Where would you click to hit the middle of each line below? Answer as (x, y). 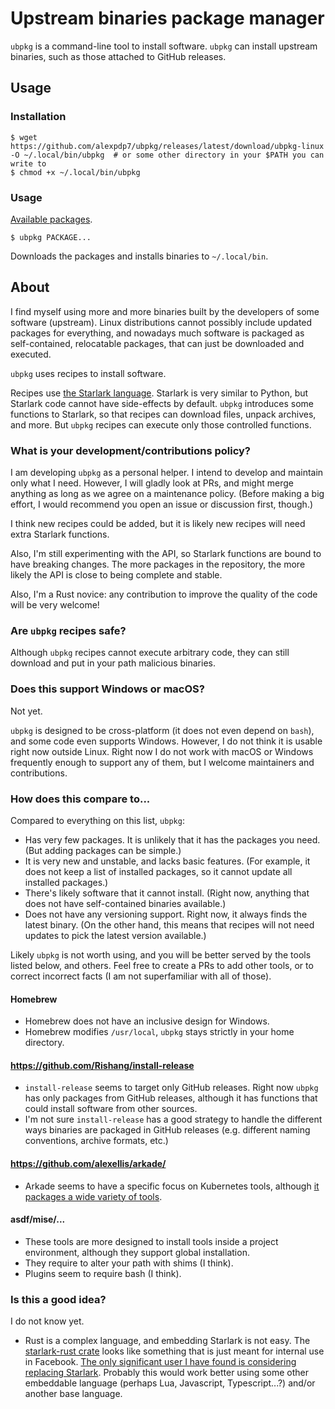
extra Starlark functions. (60, 534)
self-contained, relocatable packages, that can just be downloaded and (157, 343)
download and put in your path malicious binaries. (113, 663)
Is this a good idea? (58, 1299)
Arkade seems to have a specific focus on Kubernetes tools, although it (172, 1186)
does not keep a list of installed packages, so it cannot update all (158, 871)
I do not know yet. (47, 1321)
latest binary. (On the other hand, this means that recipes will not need (169, 924)
